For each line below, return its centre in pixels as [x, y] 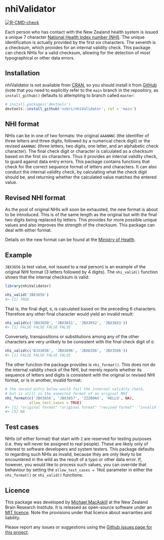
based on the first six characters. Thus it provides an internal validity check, [81, 157]
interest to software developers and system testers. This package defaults [80, 449]
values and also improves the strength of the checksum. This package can [80, 225]
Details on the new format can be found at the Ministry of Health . [70, 240]
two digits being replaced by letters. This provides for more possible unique [81, 220]
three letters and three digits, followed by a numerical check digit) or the [78, 141]
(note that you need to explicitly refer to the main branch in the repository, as [82, 90]
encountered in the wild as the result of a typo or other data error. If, [73, 460]
